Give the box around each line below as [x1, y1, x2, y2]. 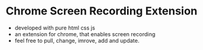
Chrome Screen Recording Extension [6, 4, 197, 18]
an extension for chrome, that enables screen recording [14, 30, 156, 37]
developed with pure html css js [14, 24, 96, 31]
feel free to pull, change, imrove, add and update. [14, 37, 140, 44]
